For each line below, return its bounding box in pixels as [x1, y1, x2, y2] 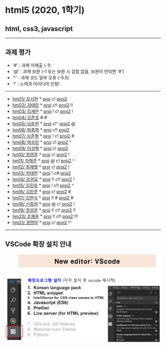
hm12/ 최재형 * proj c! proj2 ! [12, 164, 70, 170]
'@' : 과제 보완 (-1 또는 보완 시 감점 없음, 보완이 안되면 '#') [12, 68, 124, 74]
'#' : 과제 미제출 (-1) [12, 62, 51, 68]
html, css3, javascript [5, 24, 73, 33]
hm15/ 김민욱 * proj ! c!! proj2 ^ [12, 182, 74, 188]
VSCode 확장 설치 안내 [5, 240, 72, 249]
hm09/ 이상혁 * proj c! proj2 [12, 145, 68, 151]
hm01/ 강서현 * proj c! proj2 [12, 96, 68, 102]
